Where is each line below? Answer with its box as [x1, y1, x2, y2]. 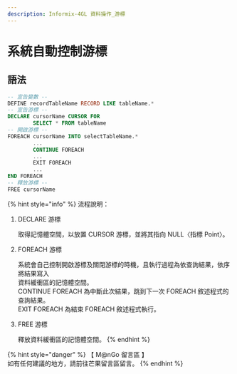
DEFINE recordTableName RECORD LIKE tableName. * [7, 100, 154, 107]
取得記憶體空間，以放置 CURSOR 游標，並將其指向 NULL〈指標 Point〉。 [17, 229, 229, 239]
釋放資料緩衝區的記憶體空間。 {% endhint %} [17, 335, 151, 343]
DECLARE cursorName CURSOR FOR [7, 113, 100, 120]
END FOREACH [7, 172, 43, 180]
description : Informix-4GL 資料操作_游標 [7, 10, 126, 18]
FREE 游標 [17, 320, 48, 328]
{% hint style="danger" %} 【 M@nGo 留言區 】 [7, 350, 148, 358]
